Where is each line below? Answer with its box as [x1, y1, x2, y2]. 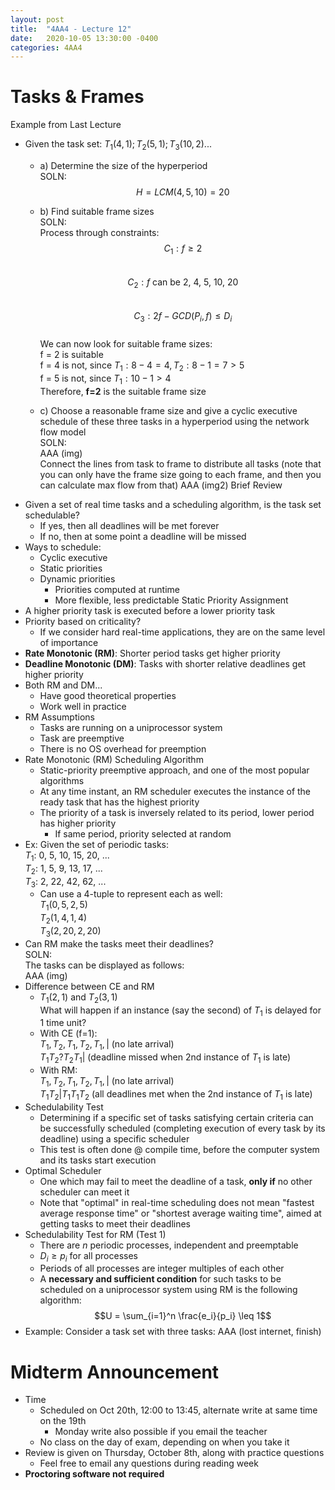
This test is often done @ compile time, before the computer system [39, 1143, 320, 1155]
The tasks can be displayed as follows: [24, 959, 185, 971]
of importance [39, 636, 99, 648]
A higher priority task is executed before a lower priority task [24, 604, 276, 616]
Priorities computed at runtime [54, 583, 180, 595]
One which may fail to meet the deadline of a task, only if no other [39, 1175, 313, 1187]
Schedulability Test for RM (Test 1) [24, 1228, 167, 1240]
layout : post [10, 14, 65, 25]
